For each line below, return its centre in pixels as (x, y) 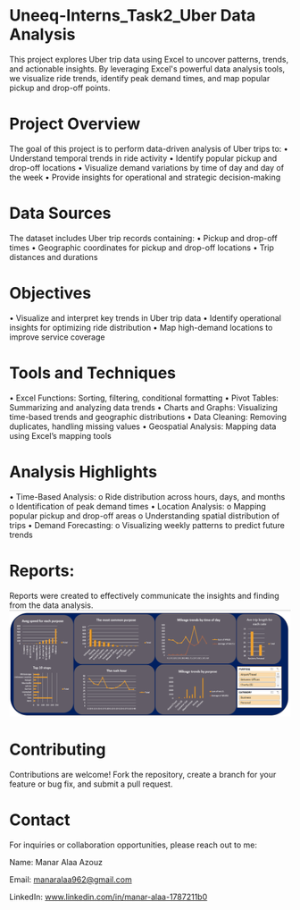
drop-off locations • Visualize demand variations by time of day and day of (146, 167)
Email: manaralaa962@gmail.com (71, 879)
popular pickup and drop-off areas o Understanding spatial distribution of (144, 516)
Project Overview (75, 124)
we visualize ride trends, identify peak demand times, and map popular (140, 78)
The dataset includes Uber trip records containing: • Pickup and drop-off (144, 238)
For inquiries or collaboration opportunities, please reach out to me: (133, 845)
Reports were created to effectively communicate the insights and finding (144, 595)
